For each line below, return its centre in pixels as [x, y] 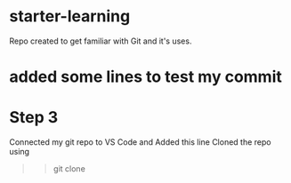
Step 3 [34, 118]
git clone [69, 169]
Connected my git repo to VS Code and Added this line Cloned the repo [140, 142]
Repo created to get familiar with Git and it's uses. [101, 41]
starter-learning [70, 16]
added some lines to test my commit [145, 77]
